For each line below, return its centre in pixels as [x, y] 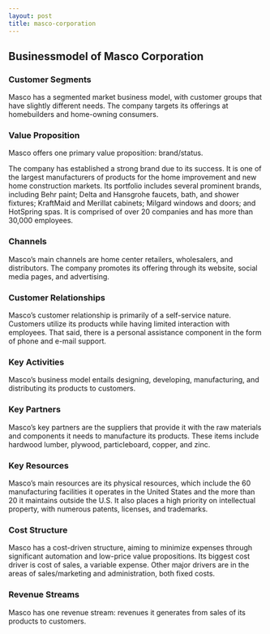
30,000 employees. [41, 221]
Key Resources [39, 465]
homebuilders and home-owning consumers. [84, 114]
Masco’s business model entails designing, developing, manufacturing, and [134, 380]
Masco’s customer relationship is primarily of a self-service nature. [120, 315]
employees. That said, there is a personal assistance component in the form [135, 333]
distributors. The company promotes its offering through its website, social [133, 268]
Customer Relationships [57, 297]
